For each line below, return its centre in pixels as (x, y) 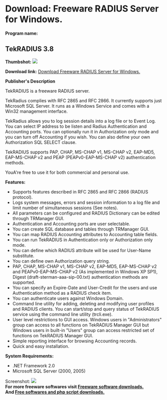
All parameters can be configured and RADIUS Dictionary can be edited (86, 213)
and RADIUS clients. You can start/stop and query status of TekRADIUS (86, 309)
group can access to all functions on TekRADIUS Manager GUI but (80, 325)
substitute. (23, 256)
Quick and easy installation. (41, 346)
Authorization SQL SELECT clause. (41, 142)
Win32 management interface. (36, 111)
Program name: (22, 33)
